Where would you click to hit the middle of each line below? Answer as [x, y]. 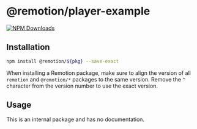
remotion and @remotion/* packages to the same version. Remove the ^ [96, 79]
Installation [28, 47]
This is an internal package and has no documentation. [76, 119]
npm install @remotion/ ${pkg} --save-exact [63, 61]
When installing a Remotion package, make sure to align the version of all [98, 73]
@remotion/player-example [78, 11]
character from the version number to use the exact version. [82, 86]
